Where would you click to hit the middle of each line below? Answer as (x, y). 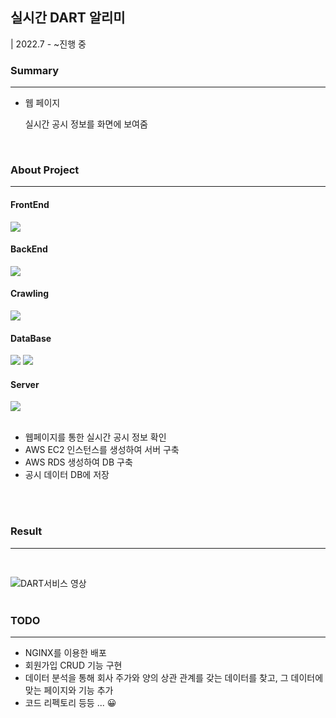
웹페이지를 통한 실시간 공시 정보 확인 (95, 437)
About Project (45, 170)
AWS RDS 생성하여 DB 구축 (78, 462)
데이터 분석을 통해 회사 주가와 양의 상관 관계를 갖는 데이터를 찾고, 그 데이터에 (174, 678)
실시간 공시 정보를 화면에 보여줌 (86, 124)
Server (25, 384)
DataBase (31, 338)
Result (26, 531)
